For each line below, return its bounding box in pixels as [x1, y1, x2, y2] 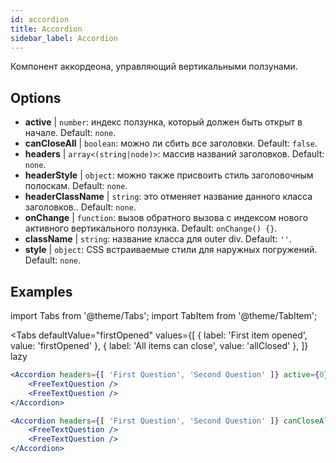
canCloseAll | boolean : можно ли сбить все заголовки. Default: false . [24, 137, 318, 150]
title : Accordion [10, 24, 83, 34]
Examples [10, 283, 73, 300]
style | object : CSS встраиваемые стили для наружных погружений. [24, 244, 318, 256]
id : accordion [10, 14, 70, 25]
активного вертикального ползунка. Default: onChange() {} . [24, 222, 278, 235]
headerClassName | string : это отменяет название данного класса [24, 191, 313, 203]
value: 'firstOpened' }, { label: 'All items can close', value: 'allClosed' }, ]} [10, 340, 309, 351]
